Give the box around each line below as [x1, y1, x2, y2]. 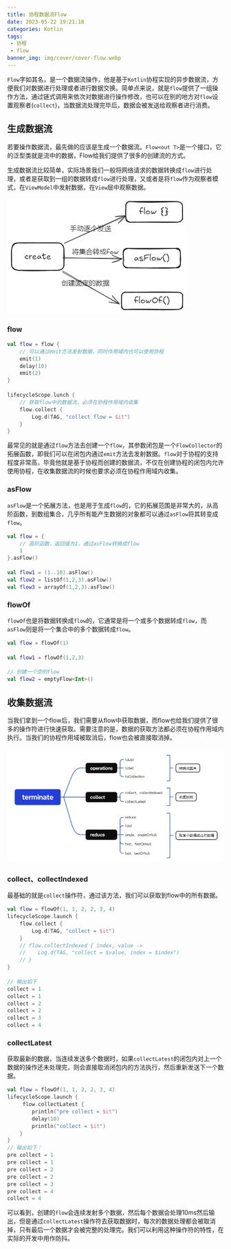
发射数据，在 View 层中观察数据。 [58, 183, 150, 191]
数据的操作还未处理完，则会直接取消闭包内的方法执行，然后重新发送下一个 [7, 1063, 218, 1072]
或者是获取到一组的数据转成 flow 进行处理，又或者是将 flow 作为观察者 [19, 174, 213, 182]
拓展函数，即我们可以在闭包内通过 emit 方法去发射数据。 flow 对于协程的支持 [7, 450, 219, 458]
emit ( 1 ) [19, 355, 41, 362]
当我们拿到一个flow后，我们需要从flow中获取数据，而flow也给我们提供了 [7, 716, 212, 725]
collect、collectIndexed [7, 874, 88, 884]
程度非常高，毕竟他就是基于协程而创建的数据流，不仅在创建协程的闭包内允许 [7, 458, 224, 467]
